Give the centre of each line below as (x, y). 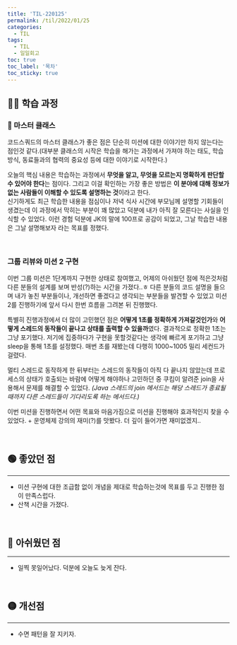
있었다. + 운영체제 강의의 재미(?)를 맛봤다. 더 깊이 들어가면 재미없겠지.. (104, 421)
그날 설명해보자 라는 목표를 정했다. (62, 228)
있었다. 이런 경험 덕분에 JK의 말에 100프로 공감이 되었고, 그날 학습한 (121, 219)
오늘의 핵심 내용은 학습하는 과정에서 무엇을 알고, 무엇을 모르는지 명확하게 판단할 (116, 175)
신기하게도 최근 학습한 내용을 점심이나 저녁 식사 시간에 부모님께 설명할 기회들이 (116, 202)
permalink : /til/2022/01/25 (49, 21)
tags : (15, 40)
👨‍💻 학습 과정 (33, 103)
